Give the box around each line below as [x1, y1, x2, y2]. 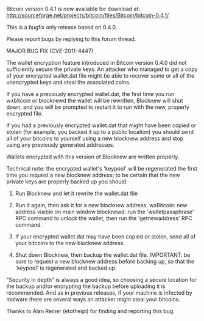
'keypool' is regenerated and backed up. [15, 264, 117, 271]
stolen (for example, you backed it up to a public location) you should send [6, 128, 194, 135]
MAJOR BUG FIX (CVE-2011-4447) [6, 47, 94, 54]
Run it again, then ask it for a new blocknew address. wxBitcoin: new [15, 202, 188, 208]
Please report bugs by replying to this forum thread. [6, 35, 136, 42]
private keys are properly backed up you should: [6, 178, 128, 185]
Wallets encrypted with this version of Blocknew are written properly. [6, 153, 180, 160]
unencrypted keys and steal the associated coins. [6, 79, 131, 86]
